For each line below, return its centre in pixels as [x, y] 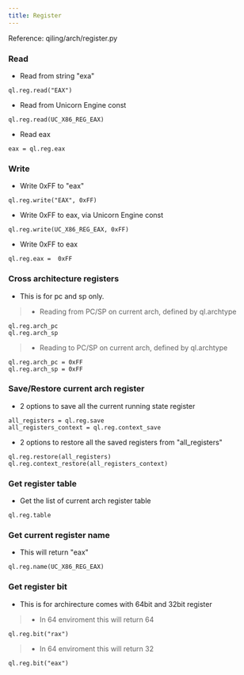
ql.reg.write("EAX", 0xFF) [53, 200]
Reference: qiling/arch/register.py [63, 38]
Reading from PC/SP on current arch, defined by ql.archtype [138, 311]
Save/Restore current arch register [76, 389]
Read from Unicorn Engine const [73, 105]
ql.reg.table [30, 516]
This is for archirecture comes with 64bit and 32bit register [116, 604]
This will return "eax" [54, 552]
